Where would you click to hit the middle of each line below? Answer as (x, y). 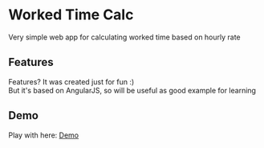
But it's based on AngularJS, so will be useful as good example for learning (132, 90)
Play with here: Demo (43, 135)
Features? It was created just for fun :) (71, 81)
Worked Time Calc (71, 15)
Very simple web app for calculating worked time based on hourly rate (124, 37)
